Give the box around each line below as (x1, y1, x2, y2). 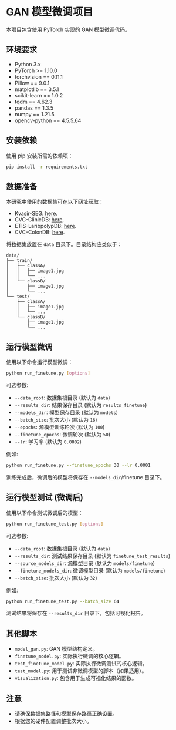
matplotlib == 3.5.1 (14, 86, 59, 93)
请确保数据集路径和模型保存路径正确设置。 (14, 710, 118, 717)
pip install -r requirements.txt (6, 164, 88, 170)
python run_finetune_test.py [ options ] (6, 521, 104, 527)
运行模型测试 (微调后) (6, 493, 83, 503)
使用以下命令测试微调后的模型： (6, 509, 83, 516)
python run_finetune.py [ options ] (6, 371, 91, 376)
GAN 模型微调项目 (6, 5, 94, 19)
